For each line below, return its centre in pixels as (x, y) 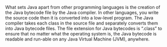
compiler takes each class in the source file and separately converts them (82, 23)
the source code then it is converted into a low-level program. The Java (79, 18)
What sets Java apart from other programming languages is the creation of (83, 7)
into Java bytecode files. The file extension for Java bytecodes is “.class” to (84, 28)
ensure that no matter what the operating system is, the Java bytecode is (81, 34)
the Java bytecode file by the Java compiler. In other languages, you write (82, 12)
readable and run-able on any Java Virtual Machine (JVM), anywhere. (77, 39)
